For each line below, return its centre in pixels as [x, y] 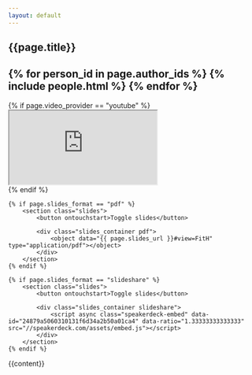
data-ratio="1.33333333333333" [193, 321]
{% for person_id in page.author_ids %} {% [117, 74]
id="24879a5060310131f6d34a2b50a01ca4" [74, 321]
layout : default [35, 15]
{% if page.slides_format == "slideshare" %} [84, 280]
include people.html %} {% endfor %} [103, 86]
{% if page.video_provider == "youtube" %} [80, 105]
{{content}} [26, 363]
